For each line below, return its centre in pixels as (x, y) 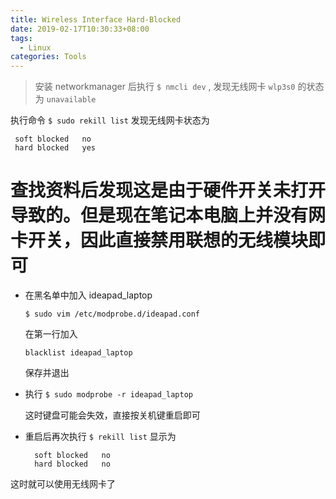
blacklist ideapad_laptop (78, 353)
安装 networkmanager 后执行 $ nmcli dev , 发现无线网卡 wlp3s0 (165, 87)
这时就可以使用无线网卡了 (63, 484)
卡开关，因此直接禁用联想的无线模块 (159, 240)
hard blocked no (72, 464)
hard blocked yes (55, 148)
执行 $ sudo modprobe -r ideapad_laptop (108, 394)
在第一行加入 (51, 334)
